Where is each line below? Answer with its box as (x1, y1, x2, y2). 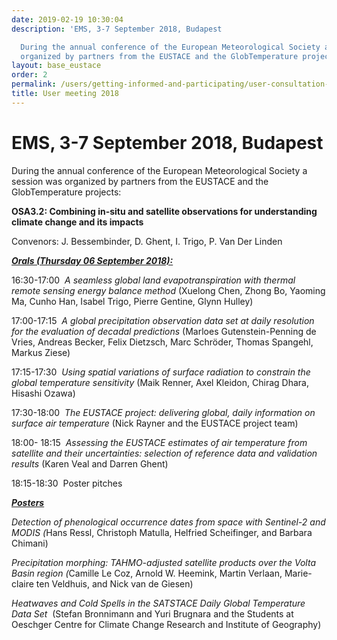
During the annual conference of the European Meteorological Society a (11, 164, 308, 176)
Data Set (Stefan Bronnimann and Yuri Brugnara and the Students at (11, 607, 294, 620)
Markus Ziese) (11, 346, 71, 358)
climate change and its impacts (11, 216, 144, 228)
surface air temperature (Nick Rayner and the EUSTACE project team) (11, 417, 299, 429)
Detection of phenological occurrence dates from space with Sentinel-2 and (11, 516, 326, 528)
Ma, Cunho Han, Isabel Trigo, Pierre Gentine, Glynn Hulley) (11, 295, 254, 307)
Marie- (284, 567, 313, 579)
